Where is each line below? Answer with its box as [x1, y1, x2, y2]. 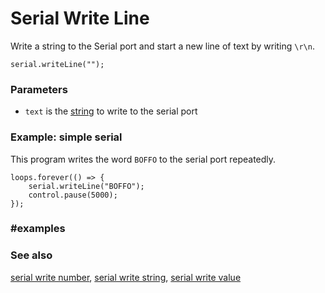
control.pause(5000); [28, 190, 118, 200]
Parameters [10, 82, 68, 96]
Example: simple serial [10, 130, 123, 144]
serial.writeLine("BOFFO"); [28, 181, 145, 191]
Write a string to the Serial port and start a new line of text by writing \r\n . [10, 40, 315, 52]
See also [10, 248, 53, 262]
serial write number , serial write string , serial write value [10, 271, 242, 283]
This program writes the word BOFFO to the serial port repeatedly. [10, 153, 277, 165]
